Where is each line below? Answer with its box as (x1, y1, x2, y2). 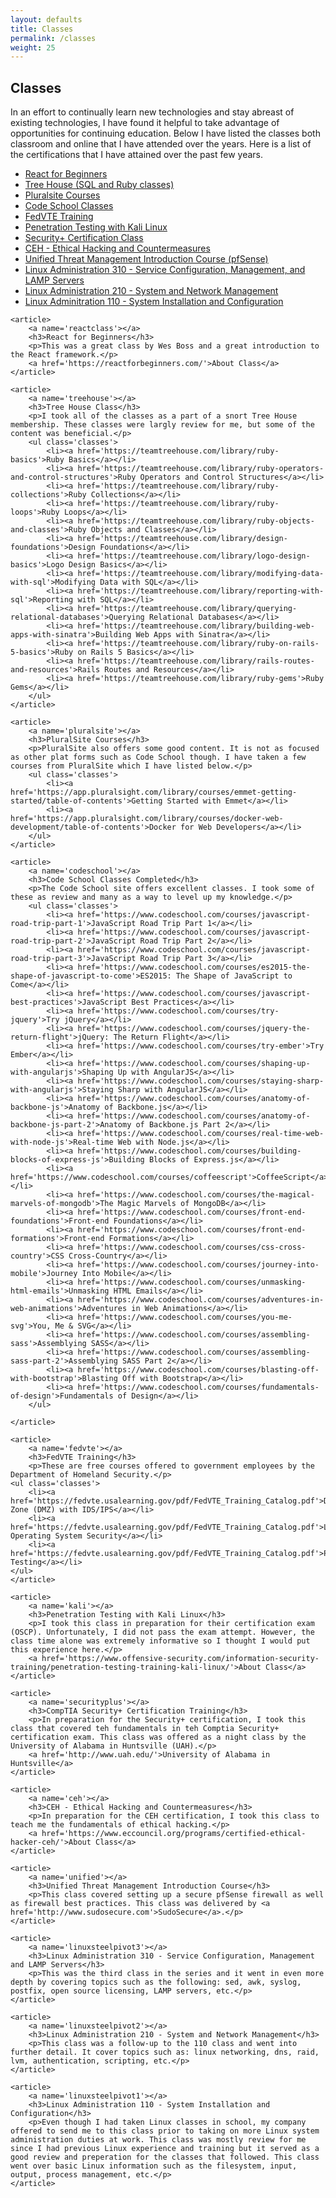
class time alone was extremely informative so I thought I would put (10, 1636, 311, 1646)
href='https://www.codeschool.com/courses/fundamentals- (77, 1382, 320, 1393)
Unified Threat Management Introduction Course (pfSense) (24, 253, 269, 265)
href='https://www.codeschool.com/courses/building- (77, 1146, 302, 1156)
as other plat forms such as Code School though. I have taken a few (10, 752, 307, 763)
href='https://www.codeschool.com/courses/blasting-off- (77, 1365, 320, 1375)
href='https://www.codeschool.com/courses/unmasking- (77, 1277, 307, 1288)
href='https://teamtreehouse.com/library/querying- (77, 604, 298, 614)
